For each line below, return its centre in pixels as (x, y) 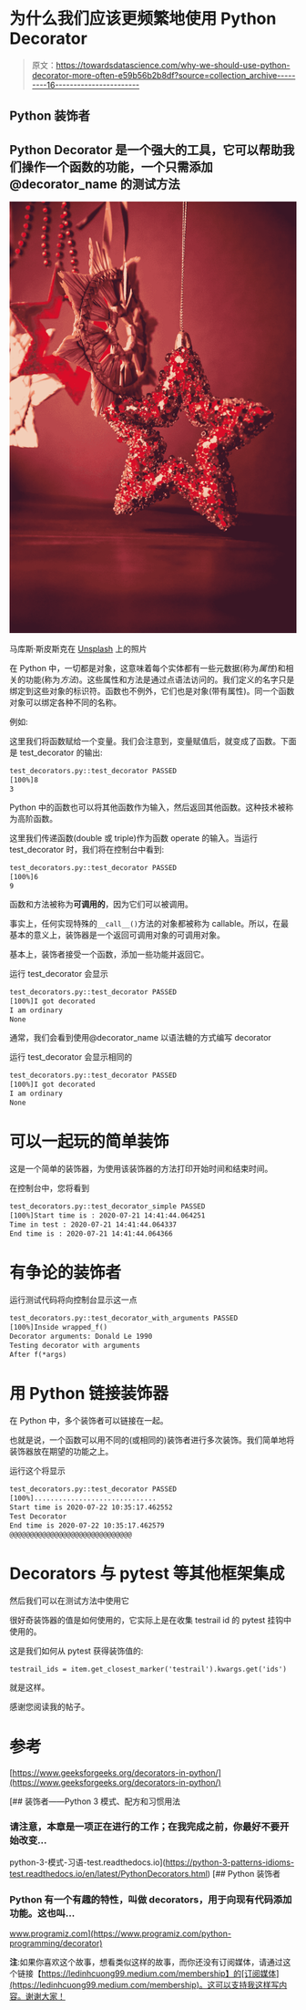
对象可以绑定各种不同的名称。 (65, 702)
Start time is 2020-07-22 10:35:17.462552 (91, 1507)
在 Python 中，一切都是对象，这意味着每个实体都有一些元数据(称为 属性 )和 (148, 668)
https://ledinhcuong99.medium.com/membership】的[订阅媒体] (160, 1974)
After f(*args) (38, 1354)
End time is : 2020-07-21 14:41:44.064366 (91, 1233)
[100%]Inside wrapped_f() (58, 1327)
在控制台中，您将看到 (49, 1187)
